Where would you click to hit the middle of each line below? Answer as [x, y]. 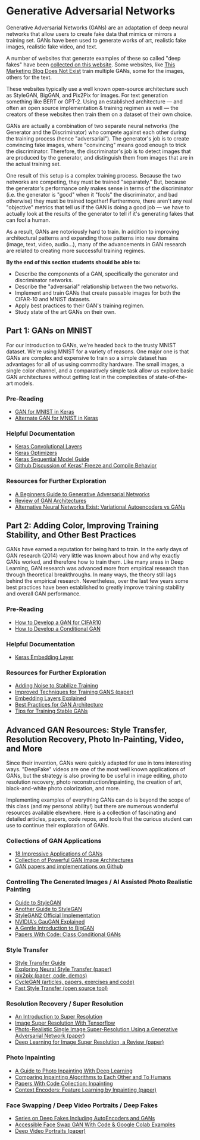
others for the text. [29, 77]
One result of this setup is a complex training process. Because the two [94, 175]
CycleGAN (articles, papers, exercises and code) [75, 982]
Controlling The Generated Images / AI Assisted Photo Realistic [99, 882]
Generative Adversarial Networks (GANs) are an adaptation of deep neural [97, 27]
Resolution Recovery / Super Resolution [65, 1004]
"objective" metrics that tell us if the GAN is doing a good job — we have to [98, 207]
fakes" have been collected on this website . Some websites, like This [91, 65]
